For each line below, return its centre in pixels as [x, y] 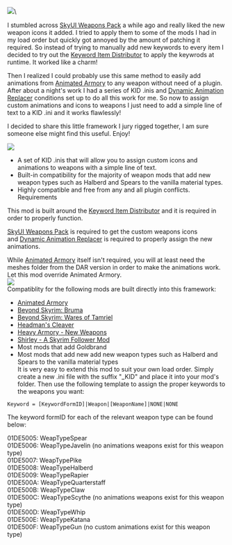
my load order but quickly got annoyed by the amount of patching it [103, 40]
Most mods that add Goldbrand [62, 347]
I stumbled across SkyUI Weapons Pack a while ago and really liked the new [116, 25]
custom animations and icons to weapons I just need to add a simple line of [115, 105]
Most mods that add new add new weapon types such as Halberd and [117, 354]
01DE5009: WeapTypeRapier [48, 475]
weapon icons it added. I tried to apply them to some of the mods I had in [112, 32]
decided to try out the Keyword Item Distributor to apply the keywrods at [111, 55]
